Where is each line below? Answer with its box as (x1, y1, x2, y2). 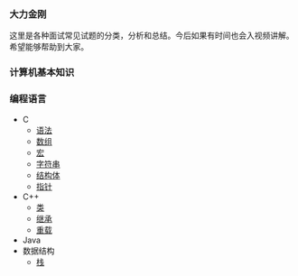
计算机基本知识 (9, 66, 75, 78)
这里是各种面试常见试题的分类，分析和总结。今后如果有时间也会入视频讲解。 (9, 30, 294, 41)
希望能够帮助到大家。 (9, 41, 88, 52)
